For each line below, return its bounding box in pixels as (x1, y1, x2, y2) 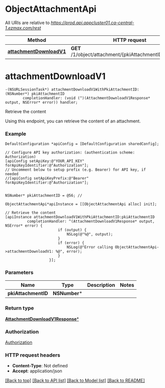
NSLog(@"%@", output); (66, 232, 113, 237)
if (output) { (57, 228, 87, 233)
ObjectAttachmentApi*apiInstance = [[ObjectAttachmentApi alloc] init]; (5, 202, 157, 207)
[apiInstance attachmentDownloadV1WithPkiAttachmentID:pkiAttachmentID (5, 215, 155, 220)
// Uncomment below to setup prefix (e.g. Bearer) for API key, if (5, 167, 146, 173)
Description (87, 282, 115, 289)
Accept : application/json (12, 368, 62, 374)
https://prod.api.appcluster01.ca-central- (51, 20, 135, 26)
